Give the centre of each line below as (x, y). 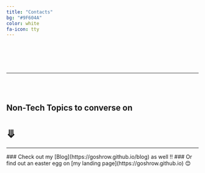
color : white (23, 23)
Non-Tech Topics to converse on (70, 108)
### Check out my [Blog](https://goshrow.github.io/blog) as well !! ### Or (99, 156)
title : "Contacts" (30, 12)
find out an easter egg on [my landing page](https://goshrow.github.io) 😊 (99, 163)
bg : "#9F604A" (24, 18)
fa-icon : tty (23, 29)
